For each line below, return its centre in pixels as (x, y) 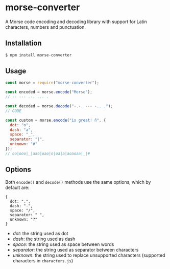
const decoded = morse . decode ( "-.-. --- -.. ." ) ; (59, 106)
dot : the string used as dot (40, 233)
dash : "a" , (21, 130)
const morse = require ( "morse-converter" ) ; (52, 83)
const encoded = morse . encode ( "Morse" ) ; (49, 92)
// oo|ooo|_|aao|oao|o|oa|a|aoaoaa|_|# (48, 153)
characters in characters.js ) (43, 260)
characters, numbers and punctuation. (45, 27)
